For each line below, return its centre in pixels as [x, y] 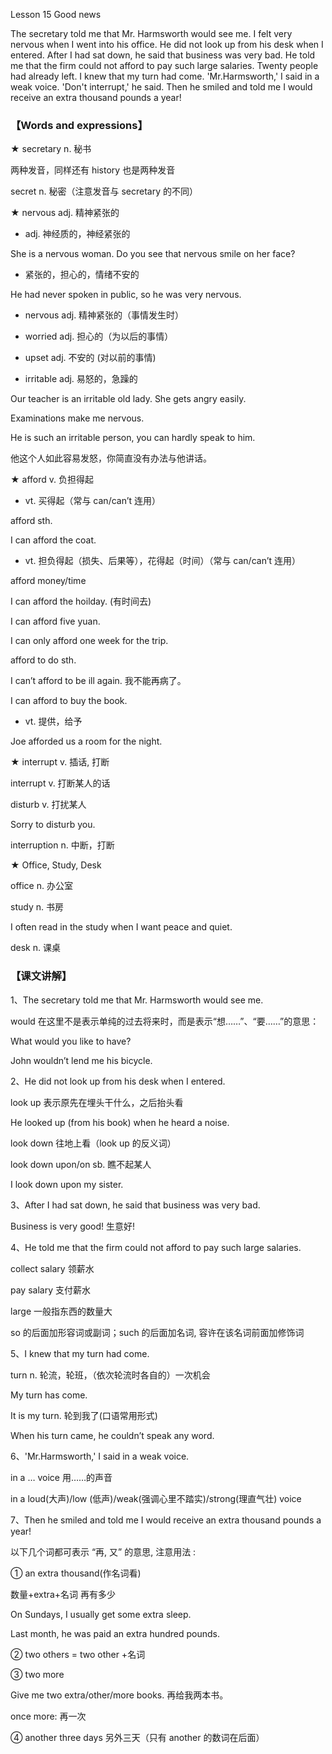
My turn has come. [49, 1395]
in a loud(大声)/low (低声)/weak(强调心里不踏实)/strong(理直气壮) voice [156, 1498]
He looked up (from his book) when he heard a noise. [120, 1122]
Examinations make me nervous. [77, 418]
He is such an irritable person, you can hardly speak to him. [133, 438]
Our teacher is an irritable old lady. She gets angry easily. [128, 399]
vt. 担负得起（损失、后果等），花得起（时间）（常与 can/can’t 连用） [163, 561]
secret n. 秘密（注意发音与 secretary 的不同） [104, 191]
